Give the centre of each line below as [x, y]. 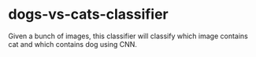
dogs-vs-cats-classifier [89, 14]
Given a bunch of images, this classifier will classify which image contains [128, 36]
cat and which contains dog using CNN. [73, 44]
